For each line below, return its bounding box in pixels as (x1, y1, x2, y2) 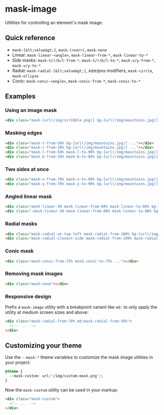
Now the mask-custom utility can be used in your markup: (5, 387, 118, 392)
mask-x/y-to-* (12, 63, 41, 68)
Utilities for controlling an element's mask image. (5, 20, 103, 25)
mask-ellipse (12, 73, 39, 79)
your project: (5, 360, 31, 366)
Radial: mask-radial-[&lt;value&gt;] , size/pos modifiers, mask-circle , (12, 68, 154, 73)
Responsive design (5, 293, 51, 300)
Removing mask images (5, 270, 63, 277)
